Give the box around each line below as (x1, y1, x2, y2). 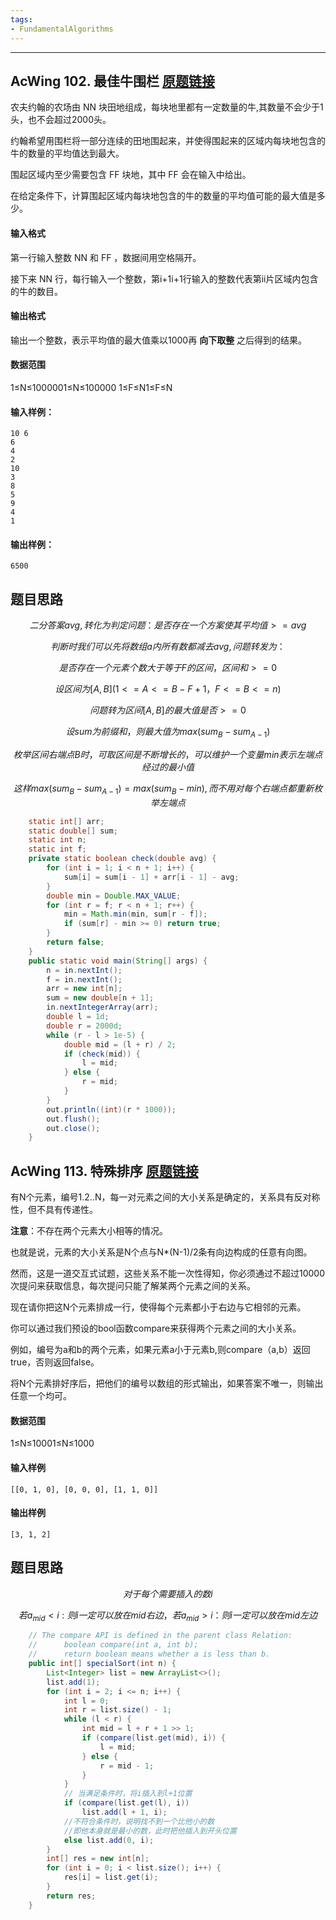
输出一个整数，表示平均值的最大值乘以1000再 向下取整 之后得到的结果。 (10, 334, 308, 346)
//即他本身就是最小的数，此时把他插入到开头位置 (63, 1826, 237, 1836)
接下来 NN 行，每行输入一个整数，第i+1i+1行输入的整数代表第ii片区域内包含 (10, 272, 319, 285)
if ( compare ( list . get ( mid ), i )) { (81, 1733, 226, 1743)
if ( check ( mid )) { (63, 1049, 141, 1059)
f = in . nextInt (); (46, 974, 123, 985)
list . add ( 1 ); (46, 1677, 101, 1687)
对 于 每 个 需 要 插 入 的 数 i (123, 1587, 213, 1600)
